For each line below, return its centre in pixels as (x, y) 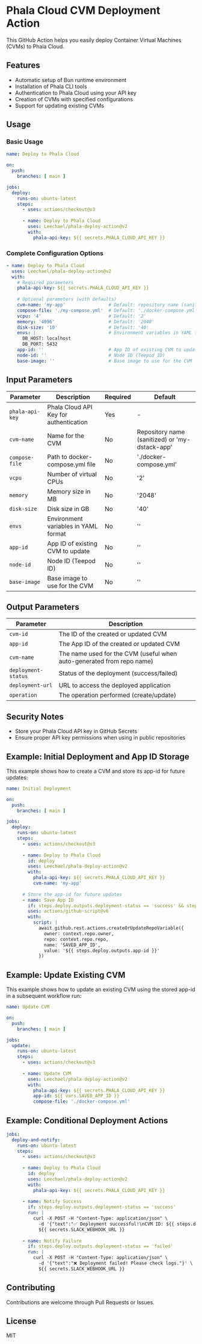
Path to (57, 457)
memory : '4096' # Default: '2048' (86, 322)
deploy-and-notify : (36, 1140)
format (57, 533)
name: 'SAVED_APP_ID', (72, 945)
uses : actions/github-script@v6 (69, 911)
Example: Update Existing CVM (66, 975)
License (21, 1321)
